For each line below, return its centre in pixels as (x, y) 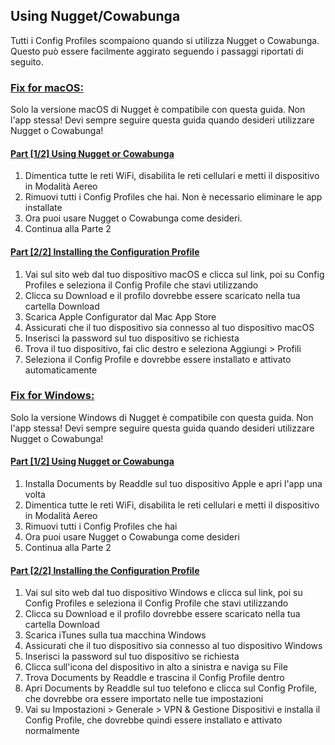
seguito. (27, 61)
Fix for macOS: (47, 87)
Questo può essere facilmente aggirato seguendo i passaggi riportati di (157, 51)
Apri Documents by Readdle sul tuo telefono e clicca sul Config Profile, (171, 688)
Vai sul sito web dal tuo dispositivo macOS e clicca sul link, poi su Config (174, 274)
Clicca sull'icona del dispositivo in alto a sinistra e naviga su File (156, 667)
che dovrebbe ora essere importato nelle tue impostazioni (144, 699)
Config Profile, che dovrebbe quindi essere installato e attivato (153, 720)
